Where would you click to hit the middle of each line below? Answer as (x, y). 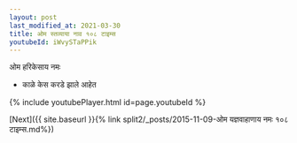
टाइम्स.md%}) (32, 130)
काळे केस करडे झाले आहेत (59, 85)
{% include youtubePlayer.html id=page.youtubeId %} (108, 102)
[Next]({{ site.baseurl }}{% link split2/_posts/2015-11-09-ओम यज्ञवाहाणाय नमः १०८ (149, 119)
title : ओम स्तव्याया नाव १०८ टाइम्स (63, 34)
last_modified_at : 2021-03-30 (65, 26)
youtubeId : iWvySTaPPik (53, 42)
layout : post (33, 17)
